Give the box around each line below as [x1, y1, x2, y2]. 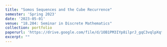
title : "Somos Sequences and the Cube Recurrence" [5, 7, 112, 12]
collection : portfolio [5, 25, 52, 30]
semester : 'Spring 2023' [5, 12, 57, 17]
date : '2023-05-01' [5, 16, 46, 21]
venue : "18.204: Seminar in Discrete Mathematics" [5, 21, 112, 26]
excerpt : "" [5, 35, 30, 40]
